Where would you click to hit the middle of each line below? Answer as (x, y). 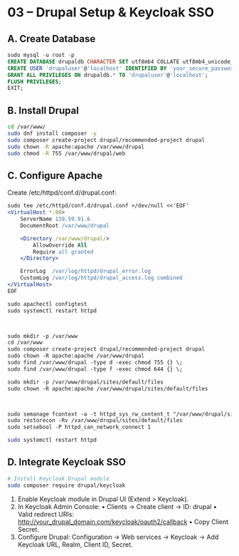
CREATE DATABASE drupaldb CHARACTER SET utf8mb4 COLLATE (94, 61)
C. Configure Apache (55, 175)
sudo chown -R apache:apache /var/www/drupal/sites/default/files (108, 388)
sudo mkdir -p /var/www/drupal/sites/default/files (85, 382)
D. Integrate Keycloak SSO (67, 462)
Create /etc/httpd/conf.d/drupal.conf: (62, 192)
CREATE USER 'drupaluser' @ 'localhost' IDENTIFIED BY (87, 68)
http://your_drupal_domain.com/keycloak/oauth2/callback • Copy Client (123, 522)
